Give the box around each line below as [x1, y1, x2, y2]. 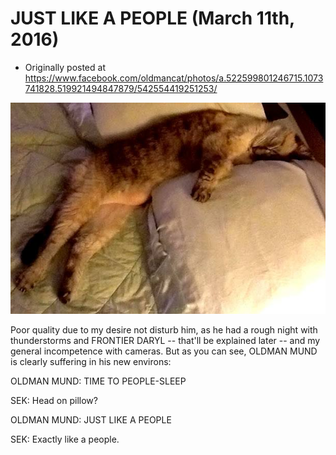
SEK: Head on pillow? [10, 395, 98, 407]
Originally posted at [24, 61, 106, 73]
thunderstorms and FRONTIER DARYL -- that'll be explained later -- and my [10, 335, 321, 347]
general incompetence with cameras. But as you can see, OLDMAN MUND [10, 345, 318, 357]
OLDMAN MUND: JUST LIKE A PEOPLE [10, 414, 172, 426]
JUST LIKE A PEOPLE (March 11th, [10, 7, 295, 30]
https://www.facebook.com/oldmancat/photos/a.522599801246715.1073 [24, 72, 324, 84]
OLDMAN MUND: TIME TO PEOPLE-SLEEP [10, 375, 187, 387]
